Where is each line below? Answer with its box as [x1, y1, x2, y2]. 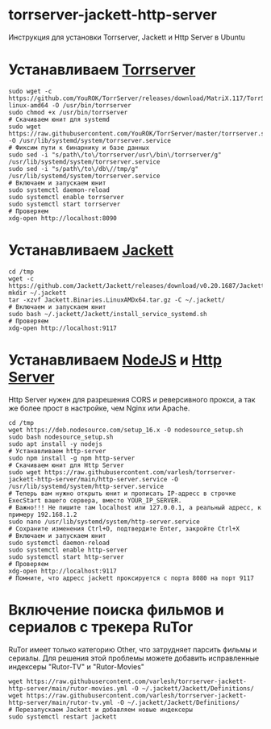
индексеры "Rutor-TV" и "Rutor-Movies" [8, 661, 145, 671]
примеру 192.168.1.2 [8, 510, 78, 519]
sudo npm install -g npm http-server [8, 454, 135, 462]
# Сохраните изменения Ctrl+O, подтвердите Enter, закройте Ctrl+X [8, 524, 240, 533]
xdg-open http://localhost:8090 [8, 214, 117, 223]
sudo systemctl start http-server [8, 552, 125, 561]
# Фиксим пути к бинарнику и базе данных [8, 144, 150, 152]
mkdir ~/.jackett [8, 289, 67, 297]
